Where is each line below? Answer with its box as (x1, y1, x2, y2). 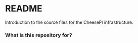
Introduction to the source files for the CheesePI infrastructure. (5, 19, 134, 25)
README (5, 3, 43, 14)
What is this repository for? (5, 32, 73, 39)
